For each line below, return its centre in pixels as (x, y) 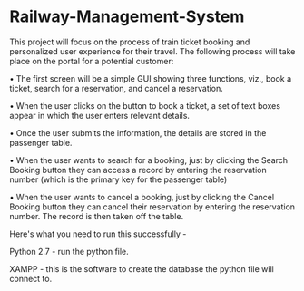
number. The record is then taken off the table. (97, 216)
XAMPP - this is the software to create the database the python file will (142, 268)
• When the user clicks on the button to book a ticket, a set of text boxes (145, 105)
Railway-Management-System (127, 17)
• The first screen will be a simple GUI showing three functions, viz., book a (151, 78)
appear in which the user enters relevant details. (100, 115)
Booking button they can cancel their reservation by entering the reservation (152, 207)
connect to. (31, 278)
